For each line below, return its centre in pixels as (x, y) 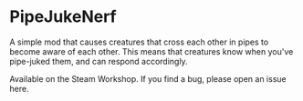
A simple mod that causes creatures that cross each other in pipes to (139, 42)
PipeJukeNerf (63, 17)
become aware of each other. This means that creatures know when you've (151, 51)
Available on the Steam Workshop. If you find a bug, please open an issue (148, 78)
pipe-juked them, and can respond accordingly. (99, 61)
